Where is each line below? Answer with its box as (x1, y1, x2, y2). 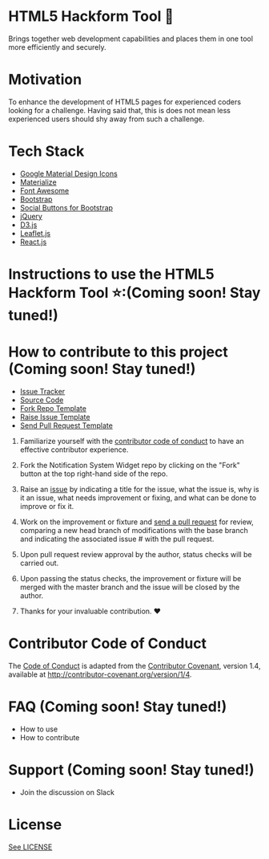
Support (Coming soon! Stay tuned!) (8, 761, 255, 779)
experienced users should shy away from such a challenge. (8, 114, 205, 124)
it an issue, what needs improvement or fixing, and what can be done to (19, 493, 257, 503)
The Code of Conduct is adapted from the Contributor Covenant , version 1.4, (8, 661, 261, 670)
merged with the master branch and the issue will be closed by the (19, 582, 240, 592)
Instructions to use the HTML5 (8, 265, 215, 283)
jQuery (19, 211, 42, 221)
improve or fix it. (19, 501, 74, 511)
